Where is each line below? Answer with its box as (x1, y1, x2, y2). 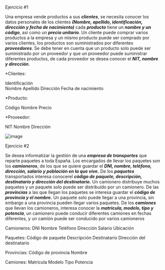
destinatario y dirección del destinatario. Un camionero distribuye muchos (5, 179, 160, 184)
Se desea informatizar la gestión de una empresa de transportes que (5, 153, 147, 158)
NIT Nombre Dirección (5, 124, 51, 130)
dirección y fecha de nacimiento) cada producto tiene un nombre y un (5, 24, 152, 30)
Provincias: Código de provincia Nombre (5, 250, 87, 255)
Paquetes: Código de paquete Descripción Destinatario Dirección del (5, 235, 146, 240)
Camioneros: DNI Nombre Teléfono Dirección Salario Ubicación (5, 225, 134, 231)
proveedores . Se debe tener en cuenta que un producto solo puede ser (5, 45, 151, 51)
